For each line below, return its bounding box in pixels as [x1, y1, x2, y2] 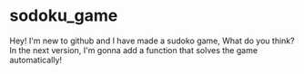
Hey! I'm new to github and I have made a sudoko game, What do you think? [9, 35, 295, 46]
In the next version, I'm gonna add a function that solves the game [9, 44, 258, 55]
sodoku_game [9, 5, 118, 26]
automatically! [9, 54, 62, 65]
